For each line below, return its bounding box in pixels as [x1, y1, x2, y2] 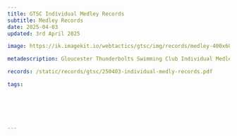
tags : [7, 81, 23, 88]
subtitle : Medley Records [7, 17, 83, 24]
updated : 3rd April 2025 [7, 30, 80, 37]
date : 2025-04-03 [7, 23, 59, 30]
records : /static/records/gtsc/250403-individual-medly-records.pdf [7, 68, 213, 75]
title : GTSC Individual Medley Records [7, 10, 125, 18]
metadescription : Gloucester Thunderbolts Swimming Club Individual [7, 56, 213, 63]
